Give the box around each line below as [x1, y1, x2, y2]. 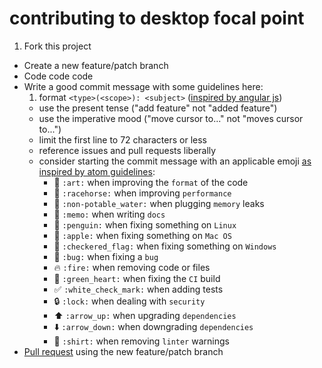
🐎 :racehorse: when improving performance [53, 187, 232, 199]
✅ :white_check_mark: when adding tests [53, 283, 224, 295]
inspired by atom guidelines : [38, 165, 156, 177]
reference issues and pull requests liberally [38, 144, 217, 156]
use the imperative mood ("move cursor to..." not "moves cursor [38, 112, 304, 124]
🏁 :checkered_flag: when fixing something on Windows [53, 240, 277, 252]
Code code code [23, 70, 94, 82]
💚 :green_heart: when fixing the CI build [53, 272, 221, 284]
